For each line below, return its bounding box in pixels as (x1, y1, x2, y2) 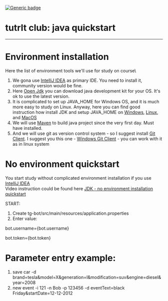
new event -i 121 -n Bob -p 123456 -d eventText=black (12, 285, 125, 291)
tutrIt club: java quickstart (5, 22, 116, 33)
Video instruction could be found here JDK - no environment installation (5, 185, 153, 192)
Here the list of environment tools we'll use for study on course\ (5, 67, 136, 73)
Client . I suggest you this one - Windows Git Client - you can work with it (12, 135, 162, 142)
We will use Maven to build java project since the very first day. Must (12, 120, 154, 126)
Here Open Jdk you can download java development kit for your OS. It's (12, 88, 161, 94)
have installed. (12, 125, 42, 131)
